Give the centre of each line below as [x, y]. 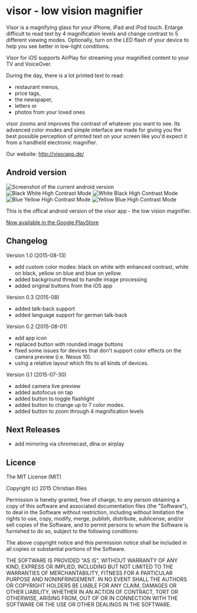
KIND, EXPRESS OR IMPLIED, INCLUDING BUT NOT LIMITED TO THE [90, 567]
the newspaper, [34, 100]
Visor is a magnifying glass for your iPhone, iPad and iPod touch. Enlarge [95, 27]
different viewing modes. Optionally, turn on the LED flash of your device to [98, 40]
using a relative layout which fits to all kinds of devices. [82, 363]
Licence [21, 462]
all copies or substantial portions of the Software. [66, 549]
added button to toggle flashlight [54, 399]
